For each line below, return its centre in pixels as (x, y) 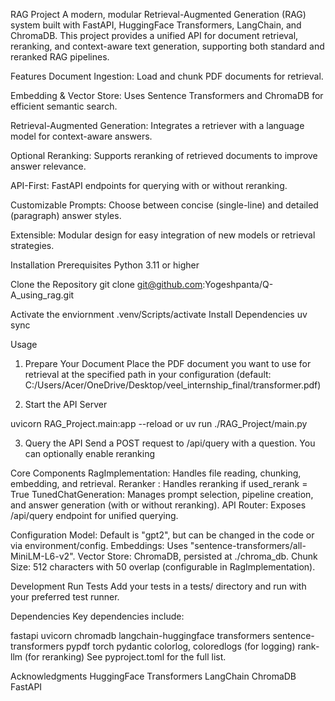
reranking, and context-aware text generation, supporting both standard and (167, 46)
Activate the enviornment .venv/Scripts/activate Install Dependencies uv (159, 314)
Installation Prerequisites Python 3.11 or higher (105, 265)
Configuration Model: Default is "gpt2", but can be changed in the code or (162, 535)
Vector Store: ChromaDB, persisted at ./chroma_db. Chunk (197, 556)
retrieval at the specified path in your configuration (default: (148, 374)
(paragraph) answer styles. (66, 215)
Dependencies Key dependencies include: (97, 616)
